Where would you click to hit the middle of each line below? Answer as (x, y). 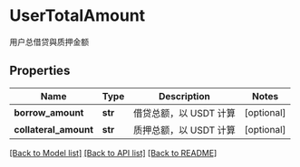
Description (184, 96)
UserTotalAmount (77, 16)
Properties (40, 71)
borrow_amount (49, 112)
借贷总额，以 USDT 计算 (184, 113)
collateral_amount (53, 129)
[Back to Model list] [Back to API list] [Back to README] (113, 153)
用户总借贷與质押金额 (49, 42)
